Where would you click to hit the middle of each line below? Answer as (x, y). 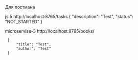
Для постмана (20, 7)
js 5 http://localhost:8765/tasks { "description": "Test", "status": (69, 16)
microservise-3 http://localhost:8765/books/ (50, 31)
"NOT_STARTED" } (24, 22)
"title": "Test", (34, 44)
